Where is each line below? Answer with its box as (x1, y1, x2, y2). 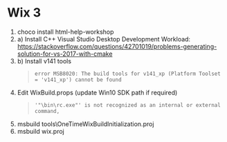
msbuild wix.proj (17, 127, 64, 135)
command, (34, 108, 60, 114)
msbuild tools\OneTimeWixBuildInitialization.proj (17, 119, 154, 128)
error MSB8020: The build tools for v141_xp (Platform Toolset (34, 70, 221, 77)
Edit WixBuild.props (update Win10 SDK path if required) (17, 88, 178, 97)
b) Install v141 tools (17, 57, 71, 65)
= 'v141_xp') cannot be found (34, 76, 122, 83)
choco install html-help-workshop (17, 28, 114, 36)
